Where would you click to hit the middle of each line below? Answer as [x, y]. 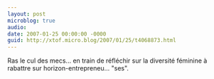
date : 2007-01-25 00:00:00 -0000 [57, 34]
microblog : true [31, 21]
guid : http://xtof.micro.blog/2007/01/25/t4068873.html [92, 41]
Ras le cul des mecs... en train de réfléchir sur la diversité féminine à [107, 60]
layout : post [27, 14]
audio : [17, 27]
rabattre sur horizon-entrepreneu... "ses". [68, 68]
